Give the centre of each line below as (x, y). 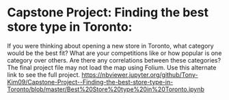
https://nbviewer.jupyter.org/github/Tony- (140, 74)
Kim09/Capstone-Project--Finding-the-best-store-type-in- (90, 82)
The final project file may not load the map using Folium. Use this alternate (112, 67)
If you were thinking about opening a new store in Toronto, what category (110, 46)
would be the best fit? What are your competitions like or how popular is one (114, 53)
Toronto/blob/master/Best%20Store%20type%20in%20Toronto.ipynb (106, 89)
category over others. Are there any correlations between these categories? (114, 60)
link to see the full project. (44, 74)
